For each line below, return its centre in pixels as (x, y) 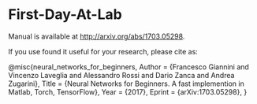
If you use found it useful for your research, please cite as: (103, 51)
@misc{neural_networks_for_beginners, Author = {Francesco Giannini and (129, 67)
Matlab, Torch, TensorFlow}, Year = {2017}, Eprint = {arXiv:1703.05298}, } (128, 91)
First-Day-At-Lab (65, 15)
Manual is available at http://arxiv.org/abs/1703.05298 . (97, 36)
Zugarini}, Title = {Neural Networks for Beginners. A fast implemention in (126, 84)
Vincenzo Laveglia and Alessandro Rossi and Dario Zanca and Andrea (121, 75)
